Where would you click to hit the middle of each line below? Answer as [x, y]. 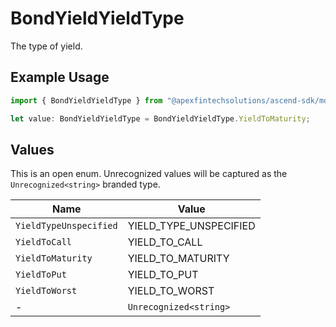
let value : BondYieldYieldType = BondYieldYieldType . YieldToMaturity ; [160, 118]
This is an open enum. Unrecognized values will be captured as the [149, 174]
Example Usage [60, 77]
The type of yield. [46, 46]
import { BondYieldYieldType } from [86, 100]
